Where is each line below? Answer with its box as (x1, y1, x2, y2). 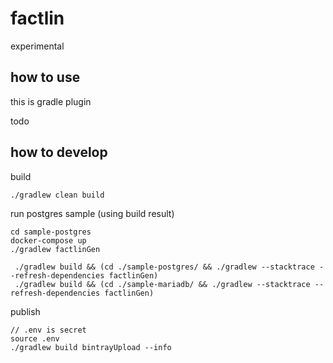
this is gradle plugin (10, 95, 92, 107)
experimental (10, 40, 65, 52)
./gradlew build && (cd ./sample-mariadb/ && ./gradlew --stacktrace (14, 279, 311, 289)
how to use (10, 69, 81, 86)
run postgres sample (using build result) (10, 207, 175, 219)
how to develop (10, 144, 108, 161)
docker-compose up (10, 235, 87, 246)
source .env (10, 333, 60, 344)
